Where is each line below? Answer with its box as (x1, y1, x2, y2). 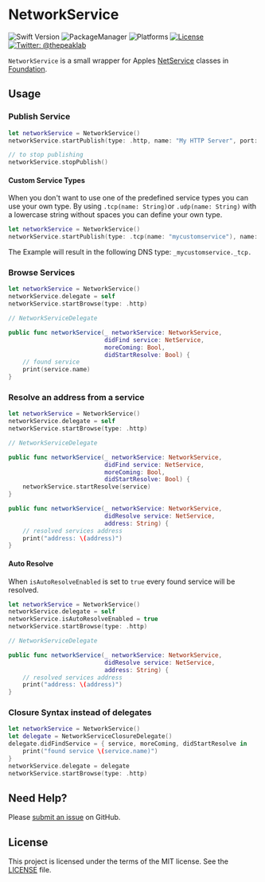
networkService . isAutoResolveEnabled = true (8, 615, 158, 624)
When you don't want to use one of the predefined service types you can (8, 193, 249, 203)
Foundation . (8, 64, 48, 73)
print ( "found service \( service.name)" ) (22, 748, 158, 756)
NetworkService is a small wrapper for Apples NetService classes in (8, 56, 229, 65)
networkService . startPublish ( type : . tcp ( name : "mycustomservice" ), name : (8, 233, 259, 241)
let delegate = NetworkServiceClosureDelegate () (8, 732, 173, 740)
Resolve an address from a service (8, 391, 145, 402)
